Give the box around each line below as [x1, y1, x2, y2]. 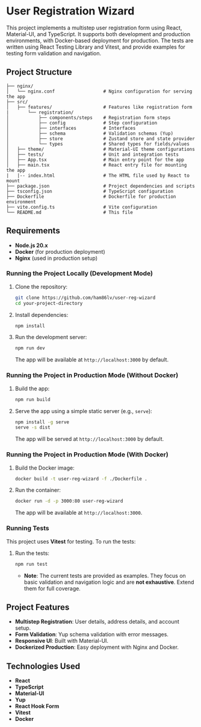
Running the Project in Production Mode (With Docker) [6, 450, 169, 459]
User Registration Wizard [6, 4, 135, 18]
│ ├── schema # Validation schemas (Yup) [6, 130, 173, 137]
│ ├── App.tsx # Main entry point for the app [6, 156, 185, 163]
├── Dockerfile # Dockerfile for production [6, 194, 176, 200]
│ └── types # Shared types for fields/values [6, 141, 190, 147]
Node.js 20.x [14, 242, 48, 249]
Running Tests [6, 524, 49, 533]
